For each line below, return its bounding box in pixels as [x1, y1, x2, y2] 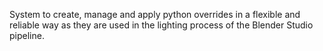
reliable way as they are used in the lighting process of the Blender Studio [9, 19, 314, 31]
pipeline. [9, 30, 45, 41]
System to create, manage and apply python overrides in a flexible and [9, 9, 301, 20]
